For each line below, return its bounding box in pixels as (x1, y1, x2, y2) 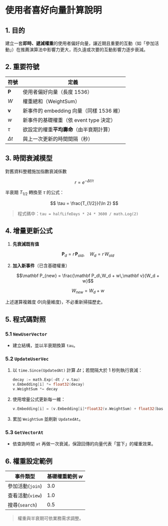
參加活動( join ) (8, 483, 43, 490)
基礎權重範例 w (47, 473, 83, 480)
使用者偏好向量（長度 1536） (23, 88, 93, 95)
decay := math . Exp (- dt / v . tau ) (12, 377, 80, 382)
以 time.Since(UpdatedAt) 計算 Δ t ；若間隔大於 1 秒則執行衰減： (12, 367, 143, 373)
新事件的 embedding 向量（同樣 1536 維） (23, 107, 123, 114)
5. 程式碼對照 (5, 315, 46, 324)
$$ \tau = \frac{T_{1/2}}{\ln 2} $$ (50, 200, 119, 206)
